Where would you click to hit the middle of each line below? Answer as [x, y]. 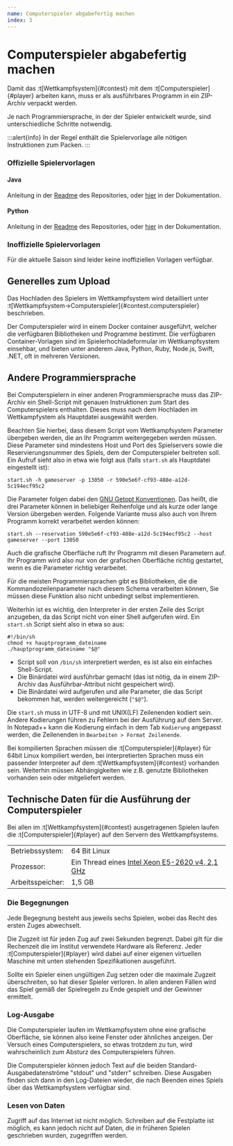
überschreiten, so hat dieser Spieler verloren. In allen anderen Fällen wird [112, 982]
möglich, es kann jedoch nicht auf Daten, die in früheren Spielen [99, 1128]
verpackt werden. [52, 103]
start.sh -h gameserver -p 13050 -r [60, 480]
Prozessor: [28, 866]
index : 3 [20, 20]
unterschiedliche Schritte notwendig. [60, 124]
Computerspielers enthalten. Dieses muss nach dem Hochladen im [102, 409]
